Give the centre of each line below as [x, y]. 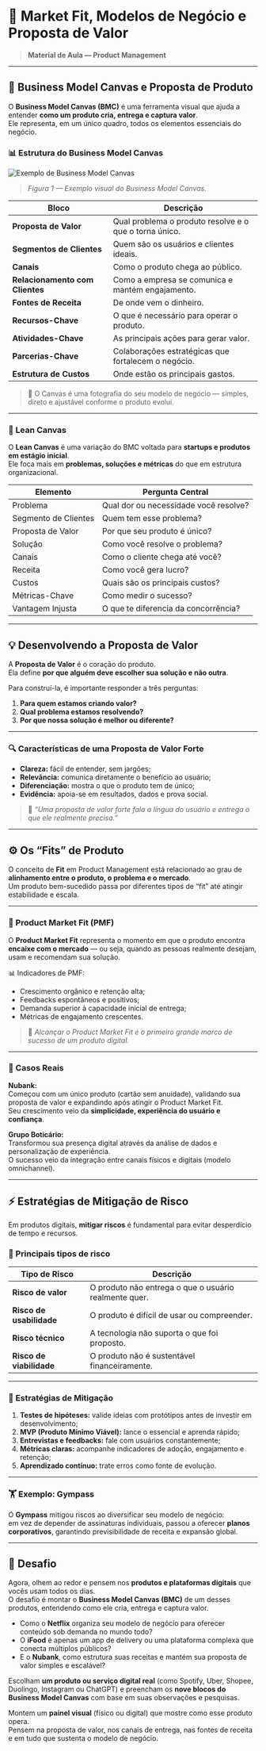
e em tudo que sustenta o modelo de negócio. [83, 1738]
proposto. [108, 1343]
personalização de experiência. [59, 1151]
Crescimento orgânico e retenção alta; [82, 991]
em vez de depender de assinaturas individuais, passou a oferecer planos [129, 1523]
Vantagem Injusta [45, 608]
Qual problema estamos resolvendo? [82, 712]
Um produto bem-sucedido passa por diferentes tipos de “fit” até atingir [126, 887]
